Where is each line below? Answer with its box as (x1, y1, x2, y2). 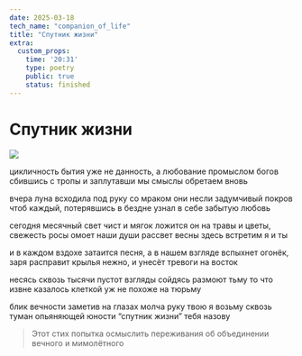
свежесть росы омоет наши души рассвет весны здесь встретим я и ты (9, 229, 288, 240)
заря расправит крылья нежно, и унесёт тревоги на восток (9, 256, 239, 267)
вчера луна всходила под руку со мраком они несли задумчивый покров (9, 193, 293, 204)
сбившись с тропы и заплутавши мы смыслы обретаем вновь (9, 175, 248, 186)
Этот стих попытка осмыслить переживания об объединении (31, 328, 270, 339)
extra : (9, 38, 34, 48)
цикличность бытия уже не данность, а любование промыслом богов (9, 166, 279, 177)
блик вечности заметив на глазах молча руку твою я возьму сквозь (9, 301, 272, 312)
